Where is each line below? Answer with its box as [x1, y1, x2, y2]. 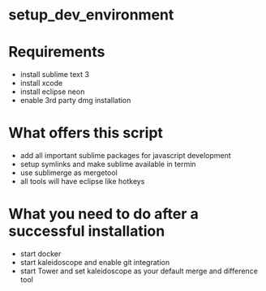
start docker [19, 249, 62, 259]
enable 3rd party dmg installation [19, 96, 131, 105]
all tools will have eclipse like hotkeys [19, 177, 145, 186]
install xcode [19, 79, 63, 88]
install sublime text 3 [19, 70, 89, 79]
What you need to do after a [8, 205, 199, 224]
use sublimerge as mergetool [19, 168, 118, 178]
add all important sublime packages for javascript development [19, 151, 231, 160]
